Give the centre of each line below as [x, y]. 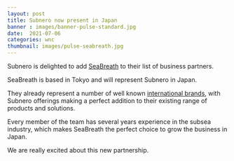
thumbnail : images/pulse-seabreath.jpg [66, 46]
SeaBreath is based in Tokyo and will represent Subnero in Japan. [102, 80]
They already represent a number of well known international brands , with [114, 93]
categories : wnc [31, 40]
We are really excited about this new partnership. [78, 150]
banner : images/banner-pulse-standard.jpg [72, 27]
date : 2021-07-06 [34, 33]
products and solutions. [41, 108]
